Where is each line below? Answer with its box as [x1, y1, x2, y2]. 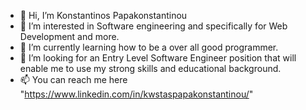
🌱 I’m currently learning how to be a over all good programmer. [19, 41, 279, 53]
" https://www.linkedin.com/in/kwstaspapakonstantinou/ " [19, 88, 254, 100]
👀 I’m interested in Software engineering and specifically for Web [19, 20, 288, 32]
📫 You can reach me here [19, 74, 128, 85]
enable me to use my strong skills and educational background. [19, 63, 282, 74]
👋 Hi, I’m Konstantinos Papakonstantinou [19, 10, 188, 21]
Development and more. [19, 31, 120, 42]
